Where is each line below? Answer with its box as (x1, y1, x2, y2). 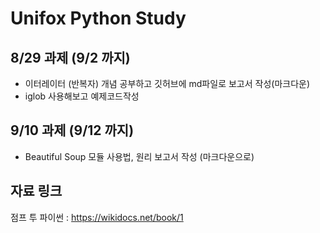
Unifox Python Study (10, 7, 187, 30)
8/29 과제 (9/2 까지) (10, 49, 131, 66)
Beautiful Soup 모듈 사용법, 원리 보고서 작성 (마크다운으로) (24, 150, 255, 162)
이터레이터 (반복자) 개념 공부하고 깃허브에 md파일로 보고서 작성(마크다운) (24, 78, 311, 89)
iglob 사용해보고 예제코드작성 (24, 90, 140, 102)
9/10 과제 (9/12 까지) (10, 122, 135, 139)
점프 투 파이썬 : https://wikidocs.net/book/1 (10, 211, 184, 223)
